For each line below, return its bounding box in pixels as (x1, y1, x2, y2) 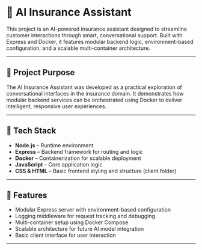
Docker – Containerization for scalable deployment (14, 154, 141, 162)
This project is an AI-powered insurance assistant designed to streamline (6, 25, 188, 32)
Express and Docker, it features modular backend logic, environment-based (6, 38, 194, 45)
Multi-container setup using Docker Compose (14, 219, 129, 226)
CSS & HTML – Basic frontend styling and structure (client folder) (14, 167, 177, 174)
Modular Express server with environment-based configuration (14, 206, 171, 213)
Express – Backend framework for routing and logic (14, 148, 143, 155)
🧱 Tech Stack (6, 126, 57, 136)
